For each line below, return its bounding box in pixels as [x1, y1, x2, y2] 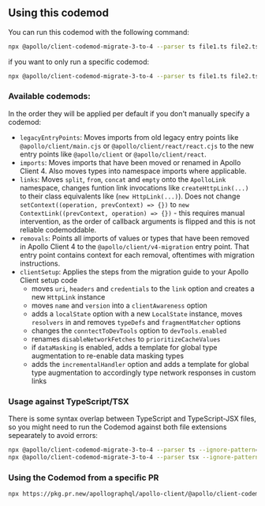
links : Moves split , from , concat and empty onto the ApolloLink [19, 174, 226, 184]
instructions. [19, 259, 61, 268]
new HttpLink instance [31, 292, 106, 301]
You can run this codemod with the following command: [8, 27, 189, 36]
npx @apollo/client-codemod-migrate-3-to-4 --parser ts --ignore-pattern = [8, 446, 259, 454]
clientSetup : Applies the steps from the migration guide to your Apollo [19, 266, 249, 276]
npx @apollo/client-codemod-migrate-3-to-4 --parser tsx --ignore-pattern [8, 454, 259, 462]
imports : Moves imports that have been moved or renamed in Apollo [19, 157, 241, 167]
